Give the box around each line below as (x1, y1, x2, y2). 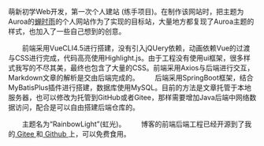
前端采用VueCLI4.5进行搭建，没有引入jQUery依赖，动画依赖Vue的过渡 (22, 43, 251, 53)
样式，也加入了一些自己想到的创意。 (8, 27, 126, 36)
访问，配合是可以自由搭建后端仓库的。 (14, 103, 139, 112)
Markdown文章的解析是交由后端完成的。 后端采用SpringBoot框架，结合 (8, 73, 254, 82)
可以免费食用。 (81, 129, 131, 138)
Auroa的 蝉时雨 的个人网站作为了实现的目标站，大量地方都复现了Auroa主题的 (8, 17, 255, 26)
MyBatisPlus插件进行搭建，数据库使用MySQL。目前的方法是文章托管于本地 (8, 83, 252, 92)
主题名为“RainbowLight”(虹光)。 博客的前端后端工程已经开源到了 (22, 119, 245, 129)
